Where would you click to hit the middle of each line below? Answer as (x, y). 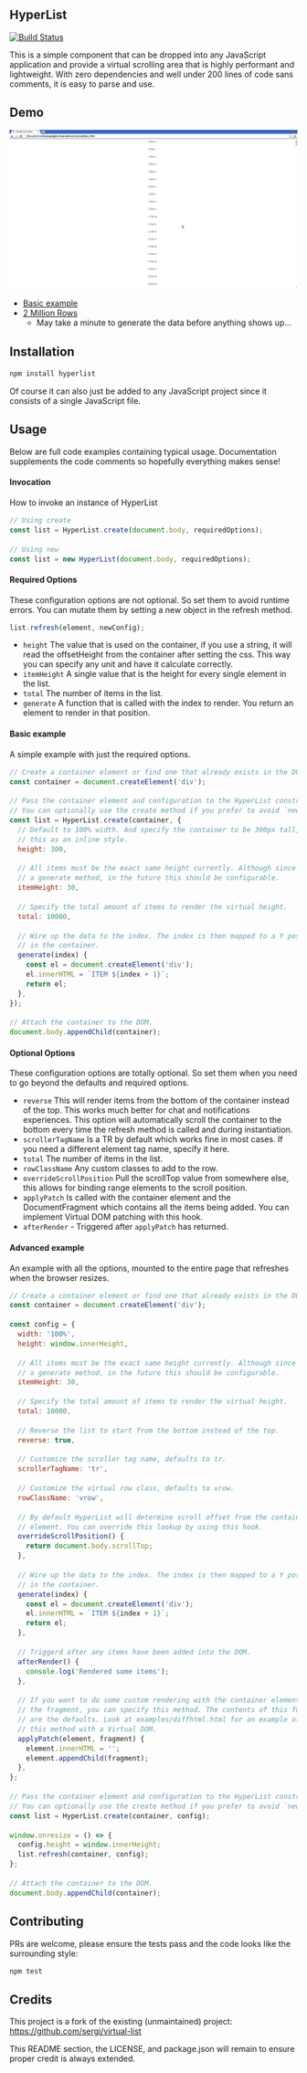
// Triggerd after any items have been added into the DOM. (134, 1652)
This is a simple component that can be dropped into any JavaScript (138, 55)
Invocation (30, 482)
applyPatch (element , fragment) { (81, 1739)
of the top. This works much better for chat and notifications (136, 1110)
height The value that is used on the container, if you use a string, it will (157, 645)
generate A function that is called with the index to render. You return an (158, 703)
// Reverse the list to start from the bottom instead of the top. (149, 1430)
